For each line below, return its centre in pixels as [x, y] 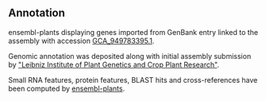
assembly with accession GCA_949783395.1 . [81, 41]
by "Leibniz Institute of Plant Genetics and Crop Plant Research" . [114, 64]
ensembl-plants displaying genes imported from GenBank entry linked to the [133, 32]
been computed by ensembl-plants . [67, 88]
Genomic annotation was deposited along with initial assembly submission [130, 56]
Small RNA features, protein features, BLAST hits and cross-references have [133, 80]
